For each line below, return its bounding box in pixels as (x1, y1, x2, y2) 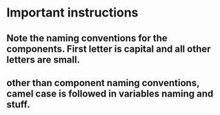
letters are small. (6, 54, 81, 65)
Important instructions (6, 5, 139, 21)
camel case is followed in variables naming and (6, 87, 214, 99)
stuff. (6, 98, 30, 110)
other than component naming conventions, (6, 77, 200, 89)
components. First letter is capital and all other (6, 43, 211, 54)
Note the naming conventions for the (6, 32, 168, 44)
